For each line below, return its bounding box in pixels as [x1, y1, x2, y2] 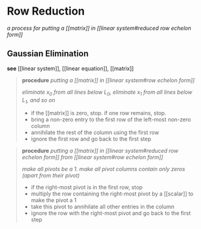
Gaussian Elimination [7, 49, 89, 59]
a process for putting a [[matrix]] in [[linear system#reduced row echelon [7, 24, 191, 32]
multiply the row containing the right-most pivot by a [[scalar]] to [30, 190, 194, 197]
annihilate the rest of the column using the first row [30, 129, 160, 136]
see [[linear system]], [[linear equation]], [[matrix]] [7, 65, 134, 72]
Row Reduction [7, 4, 85, 18]
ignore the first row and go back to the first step [30, 135, 152, 143]
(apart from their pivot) [21, 172, 80, 179]
